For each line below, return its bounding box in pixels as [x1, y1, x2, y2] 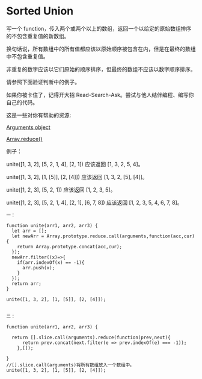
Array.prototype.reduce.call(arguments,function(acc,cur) [46, 233, 195, 239]
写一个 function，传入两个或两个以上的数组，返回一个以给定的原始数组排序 [6, 25, 192, 32]
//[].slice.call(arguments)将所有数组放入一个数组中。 [6, 362, 135, 368]
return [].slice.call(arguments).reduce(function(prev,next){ [11, 334, 171, 340]
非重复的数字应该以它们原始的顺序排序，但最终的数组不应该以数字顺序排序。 [6, 65, 196, 73]
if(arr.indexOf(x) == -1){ [17, 259, 85, 266]
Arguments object [6, 124, 51, 131]
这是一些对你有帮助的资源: [6, 111, 72, 119]
